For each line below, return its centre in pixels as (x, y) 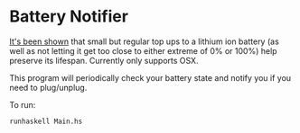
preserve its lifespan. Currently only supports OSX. (104, 60)
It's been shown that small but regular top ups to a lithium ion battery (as (145, 41)
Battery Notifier (69, 17)
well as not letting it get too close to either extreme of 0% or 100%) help (143, 50)
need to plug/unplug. (48, 87)
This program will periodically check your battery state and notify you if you (150, 77)
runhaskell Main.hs (46, 121)
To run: (23, 104)
